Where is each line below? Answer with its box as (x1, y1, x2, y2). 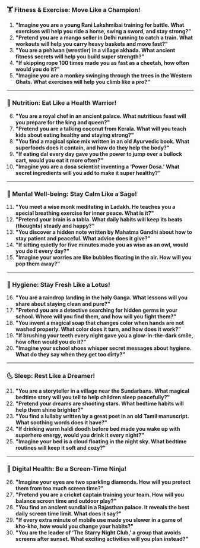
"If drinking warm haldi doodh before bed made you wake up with (15, 425, 180, 433)
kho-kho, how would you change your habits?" (15, 522, 134, 530)
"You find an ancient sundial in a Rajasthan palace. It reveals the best (15, 503, 189, 511)
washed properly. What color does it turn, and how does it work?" (15, 325, 182, 333)
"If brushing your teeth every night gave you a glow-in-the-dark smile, (15, 332, 193, 339)
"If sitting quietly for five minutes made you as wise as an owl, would (15, 241, 189, 248)
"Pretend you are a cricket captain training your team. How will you (15, 491, 185, 498)
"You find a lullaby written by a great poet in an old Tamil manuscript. (15, 413, 189, 420)
